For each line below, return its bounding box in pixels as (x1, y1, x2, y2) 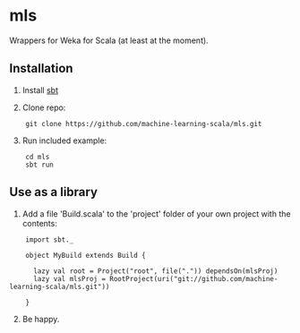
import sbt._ (25, 235, 74, 244)
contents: (21, 218, 58, 228)
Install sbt (21, 84, 58, 95)
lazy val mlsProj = (32, 274, 106, 283)
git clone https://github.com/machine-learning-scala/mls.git (25, 119, 262, 128)
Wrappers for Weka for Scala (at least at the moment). (9, 35, 209, 46)
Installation (9, 61, 73, 76)
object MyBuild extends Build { (25, 251, 146, 260)
